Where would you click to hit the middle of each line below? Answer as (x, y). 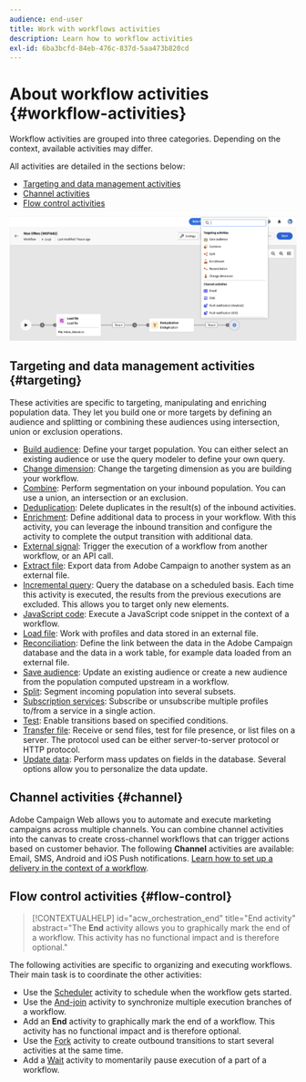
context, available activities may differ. (81, 149)
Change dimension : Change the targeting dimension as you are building (157, 469)
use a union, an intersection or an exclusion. (105, 498)
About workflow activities (109, 94)
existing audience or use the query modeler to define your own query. (153, 459)
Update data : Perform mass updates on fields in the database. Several (154, 759)
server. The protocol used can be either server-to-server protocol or (151, 739)
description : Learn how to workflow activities (102, 38)
